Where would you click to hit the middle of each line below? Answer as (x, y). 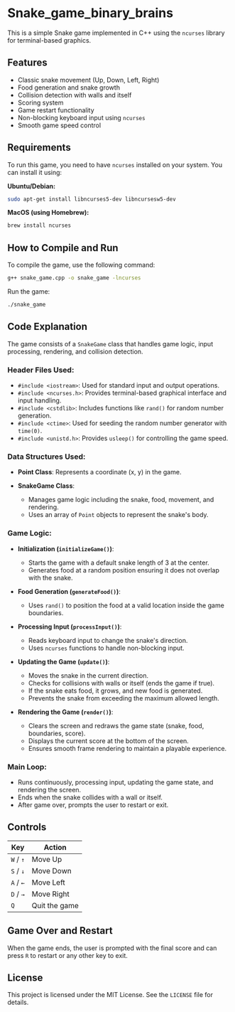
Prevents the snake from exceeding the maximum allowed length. (124, 698)
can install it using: (35, 172)
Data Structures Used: (47, 457)
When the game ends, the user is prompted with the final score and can (112, 948)
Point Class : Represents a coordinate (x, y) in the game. (99, 472)
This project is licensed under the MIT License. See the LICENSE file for (110, 995)
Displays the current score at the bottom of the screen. (109, 740)
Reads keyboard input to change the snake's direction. (108, 640)
